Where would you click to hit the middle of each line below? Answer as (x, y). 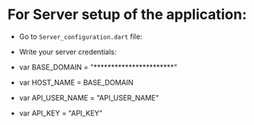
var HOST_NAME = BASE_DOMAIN (76, 82)
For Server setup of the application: (127, 15)
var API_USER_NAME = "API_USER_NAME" (89, 97)
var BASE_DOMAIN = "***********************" (98, 67)
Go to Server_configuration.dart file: (80, 36)
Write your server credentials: (68, 51)
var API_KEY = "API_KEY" (61, 113)
